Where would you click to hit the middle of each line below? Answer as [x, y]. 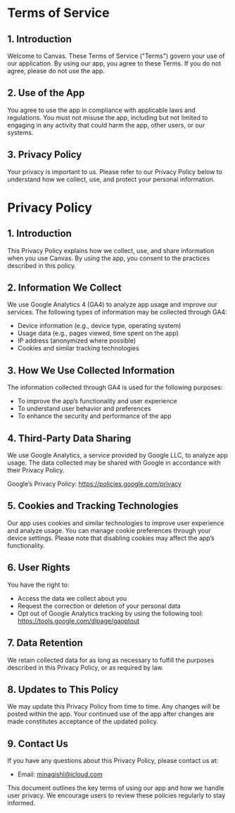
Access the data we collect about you [72, 598]
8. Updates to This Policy [63, 689]
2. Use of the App [46, 93]
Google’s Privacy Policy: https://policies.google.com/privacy [94, 484]
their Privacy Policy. [36, 470]
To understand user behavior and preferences [84, 409]
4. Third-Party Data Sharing [69, 438]
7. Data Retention [45, 643]
